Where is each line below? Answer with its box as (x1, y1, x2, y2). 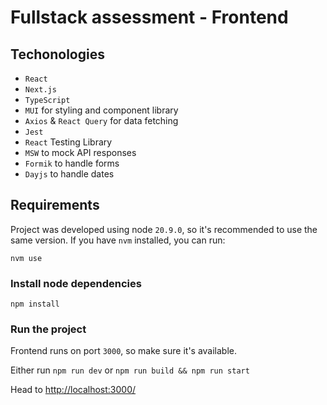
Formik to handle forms (24, 157, 120, 169)
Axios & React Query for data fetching (24, 115, 179, 126)
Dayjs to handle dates (24, 168, 115, 180)
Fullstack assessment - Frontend (10, 6, 289, 29)
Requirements (10, 197, 100, 214)
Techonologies (10, 46, 105, 63)
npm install (10, 299, 60, 310)
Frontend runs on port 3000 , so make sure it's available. (10, 345, 238, 357)
